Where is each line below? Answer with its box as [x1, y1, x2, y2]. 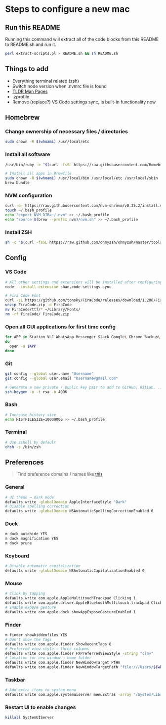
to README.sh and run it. [5, 42, 57, 47]
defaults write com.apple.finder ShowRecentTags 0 [5, 641, 112, 646]
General [5, 484, 25, 491]
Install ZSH [5, 228, 32, 235]
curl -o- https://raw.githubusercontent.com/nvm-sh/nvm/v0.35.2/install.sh [5, 203, 165, 208]
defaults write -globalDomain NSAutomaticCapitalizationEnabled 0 [5, 568, 145, 573]
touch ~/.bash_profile [5, 208, 52, 213]
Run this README [5, 23, 60, 32]
